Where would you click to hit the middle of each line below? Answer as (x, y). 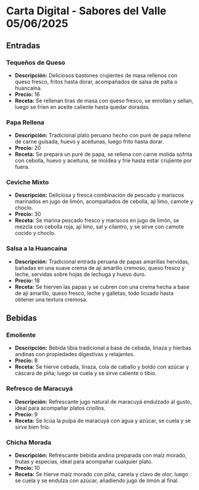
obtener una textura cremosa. (51, 299)
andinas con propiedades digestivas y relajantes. (75, 354)
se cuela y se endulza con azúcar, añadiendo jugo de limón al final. (97, 480)
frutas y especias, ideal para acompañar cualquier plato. (84, 461)
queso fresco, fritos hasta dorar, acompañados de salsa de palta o (96, 81)
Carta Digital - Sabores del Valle (86, 11)
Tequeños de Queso (36, 62)
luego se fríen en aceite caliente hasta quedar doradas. (82, 107)
